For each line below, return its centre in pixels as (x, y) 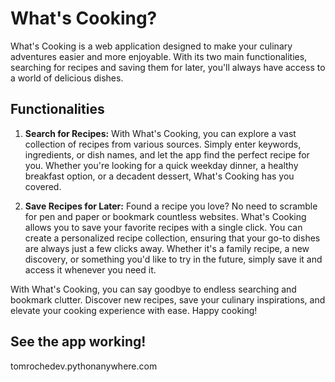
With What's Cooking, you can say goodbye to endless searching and (153, 289)
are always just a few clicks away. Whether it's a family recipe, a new (167, 248)
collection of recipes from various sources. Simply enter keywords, (163, 144)
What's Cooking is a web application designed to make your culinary (151, 46)
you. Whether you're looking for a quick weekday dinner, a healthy (161, 165)
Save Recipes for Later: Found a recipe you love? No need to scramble (171, 206)
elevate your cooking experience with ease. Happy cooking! (134, 310)
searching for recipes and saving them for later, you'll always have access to (168, 67)
